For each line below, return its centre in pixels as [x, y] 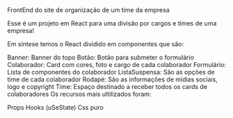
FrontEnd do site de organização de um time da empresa [89, 10]
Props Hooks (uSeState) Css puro [56, 107]
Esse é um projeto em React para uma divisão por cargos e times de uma [112, 23]
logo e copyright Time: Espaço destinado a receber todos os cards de [107, 87]
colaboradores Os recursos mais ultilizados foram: [79, 94]
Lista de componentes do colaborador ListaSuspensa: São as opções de [111, 72]
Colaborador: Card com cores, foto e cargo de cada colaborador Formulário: [116, 65]
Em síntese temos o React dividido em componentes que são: [96, 44]
